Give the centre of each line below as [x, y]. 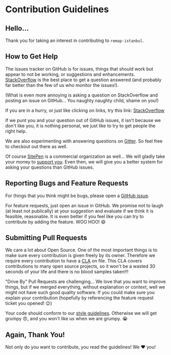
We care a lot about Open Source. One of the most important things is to [81, 250]
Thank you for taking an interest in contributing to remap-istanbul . [75, 40]
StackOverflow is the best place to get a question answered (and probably [83, 80]
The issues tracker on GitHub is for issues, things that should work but [79, 69]
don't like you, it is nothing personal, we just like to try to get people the [80, 126]
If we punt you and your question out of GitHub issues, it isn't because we [83, 120]
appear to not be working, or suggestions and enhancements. [70, 74]
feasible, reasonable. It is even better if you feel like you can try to [75, 216]
